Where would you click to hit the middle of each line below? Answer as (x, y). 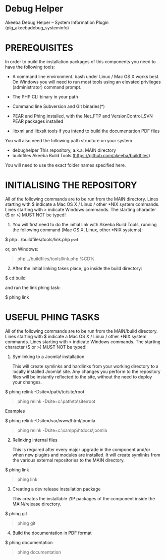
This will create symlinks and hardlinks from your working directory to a (85, 366)
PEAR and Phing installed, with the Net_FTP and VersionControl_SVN (83, 116)
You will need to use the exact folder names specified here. (66, 165)
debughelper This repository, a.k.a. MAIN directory (64, 150)
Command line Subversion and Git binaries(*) (58, 106)
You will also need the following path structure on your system (69, 140)
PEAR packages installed (38, 121)
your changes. (27, 382)
